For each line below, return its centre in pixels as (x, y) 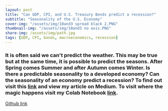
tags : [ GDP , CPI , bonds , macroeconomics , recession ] (62, 38)
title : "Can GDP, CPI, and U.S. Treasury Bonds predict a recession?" (81, 14)
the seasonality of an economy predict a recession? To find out (84, 80)
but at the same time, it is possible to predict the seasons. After (84, 61)
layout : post (19, 10)
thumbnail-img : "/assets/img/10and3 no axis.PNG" (58, 28)
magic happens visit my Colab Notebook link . (62, 92)
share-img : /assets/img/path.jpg (40, 33)
